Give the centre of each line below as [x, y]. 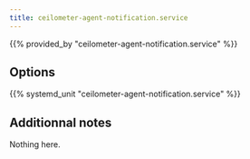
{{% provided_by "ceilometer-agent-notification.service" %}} [124, 44]
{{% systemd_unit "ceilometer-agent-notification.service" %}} [125, 94]
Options [33, 72]
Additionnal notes [61, 122]
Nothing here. [35, 144]
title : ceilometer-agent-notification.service [99, 18]
